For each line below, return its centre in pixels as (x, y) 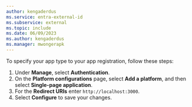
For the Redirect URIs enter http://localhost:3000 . (77, 91)
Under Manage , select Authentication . (62, 72)
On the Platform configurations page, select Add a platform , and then (100, 78)
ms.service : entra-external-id (44, 17)
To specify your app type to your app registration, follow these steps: (90, 61)
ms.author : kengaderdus (35, 39)
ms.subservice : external (37, 22)
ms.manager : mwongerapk (35, 45)
